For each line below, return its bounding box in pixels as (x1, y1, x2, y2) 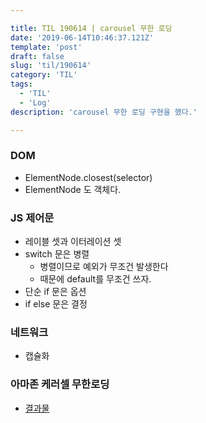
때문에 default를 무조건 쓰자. (39, 273, 152, 285)
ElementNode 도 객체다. (24, 183, 122, 195)
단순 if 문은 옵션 (24, 286, 87, 298)
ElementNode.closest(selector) (24, 171, 153, 183)
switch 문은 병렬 (24, 248, 90, 260)
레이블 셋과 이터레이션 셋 (24, 236, 122, 248)
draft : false (10, 51, 65, 61)
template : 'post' (10, 42, 83, 52)
